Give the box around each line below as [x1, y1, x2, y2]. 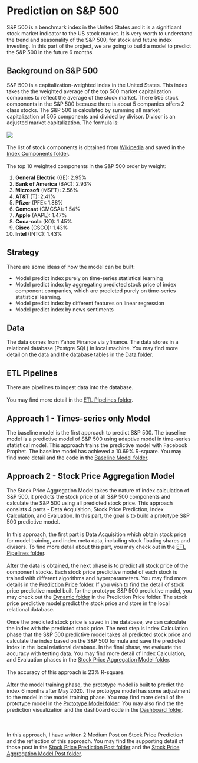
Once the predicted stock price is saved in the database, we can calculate [6, 618, 186, 626]
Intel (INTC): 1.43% [15, 230, 62, 237]
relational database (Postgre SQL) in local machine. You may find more [6, 345, 179, 352]
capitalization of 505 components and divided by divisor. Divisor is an [6, 113, 176, 120]
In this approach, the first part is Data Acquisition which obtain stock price [6, 531, 187, 538]
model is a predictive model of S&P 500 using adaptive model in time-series [6, 435, 191, 442]
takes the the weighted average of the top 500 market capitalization [6, 87, 171, 95]
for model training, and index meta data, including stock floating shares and [6, 537, 190, 544]
